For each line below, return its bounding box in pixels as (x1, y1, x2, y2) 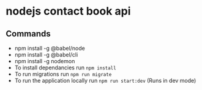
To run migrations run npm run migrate (14, 71, 112, 77)
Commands (6, 29, 51, 39)
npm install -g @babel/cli (14, 51, 78, 58)
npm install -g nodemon (14, 58, 75, 64)
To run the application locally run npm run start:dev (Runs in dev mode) (14, 77, 196, 84)
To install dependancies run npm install (14, 64, 117, 71)
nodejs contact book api (6, 4, 131, 18)
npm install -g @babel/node (14, 44, 85, 52)
